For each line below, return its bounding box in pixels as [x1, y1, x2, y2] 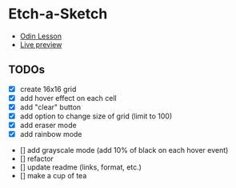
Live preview [19, 39, 62, 49]
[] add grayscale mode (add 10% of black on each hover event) [19, 146, 229, 155]
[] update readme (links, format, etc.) [19, 162, 142, 172]
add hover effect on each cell [19, 93, 118, 102]
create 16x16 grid [19, 84, 77, 94]
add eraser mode [19, 121, 78, 130]
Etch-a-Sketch [8, 5, 108, 23]
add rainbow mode [19, 130, 82, 139]
